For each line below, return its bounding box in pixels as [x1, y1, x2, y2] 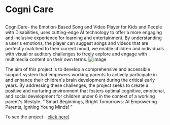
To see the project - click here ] [5, 113, 70, 120]
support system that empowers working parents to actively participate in [5, 71, 157, 77]
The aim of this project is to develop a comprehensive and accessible [5, 66, 151, 72]
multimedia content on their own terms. [5, 56, 88, 62]
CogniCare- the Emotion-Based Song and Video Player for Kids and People [5, 24, 162, 30]
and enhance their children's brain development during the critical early [5, 77, 155, 83]
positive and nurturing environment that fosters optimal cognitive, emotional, [5, 87, 165, 93]
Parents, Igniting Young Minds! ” [5, 104, 73, 110]
